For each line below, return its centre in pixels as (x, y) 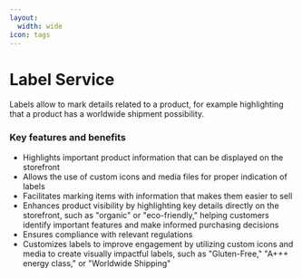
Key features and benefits (68, 138)
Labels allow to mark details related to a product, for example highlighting (146, 104)
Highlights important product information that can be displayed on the (153, 157)
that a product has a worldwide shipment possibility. (107, 114)
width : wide (40, 26)
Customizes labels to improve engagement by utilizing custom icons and (158, 244)
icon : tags (30, 34)
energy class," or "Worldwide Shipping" (97, 263)
